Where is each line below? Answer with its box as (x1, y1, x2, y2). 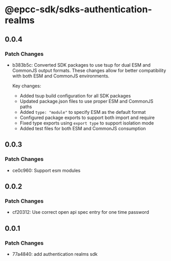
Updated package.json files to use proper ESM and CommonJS (19, 98, 154, 104)
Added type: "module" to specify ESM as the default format (19, 109, 146, 115)
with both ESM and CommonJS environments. (12, 73, 110, 79)
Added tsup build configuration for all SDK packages (19, 92, 131, 98)
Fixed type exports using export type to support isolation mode (19, 119, 154, 126)
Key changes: (12, 83, 41, 89)
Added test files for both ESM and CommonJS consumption (19, 125, 146, 131)
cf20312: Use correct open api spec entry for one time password (12, 209, 149, 215)
